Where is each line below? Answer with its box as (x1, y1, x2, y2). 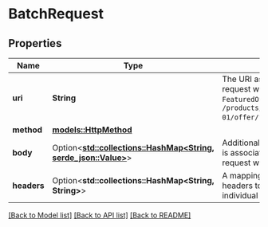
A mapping (222, 170, 263, 181)
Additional (222, 137, 261, 148)
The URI (222, 73, 253, 84)
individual (222, 190, 258, 201)
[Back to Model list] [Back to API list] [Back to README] (8, 210, 191, 220)
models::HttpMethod (52, 124, 132, 135)
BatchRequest (8, 5, 104, 23)
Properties (8, 37, 62, 50)
